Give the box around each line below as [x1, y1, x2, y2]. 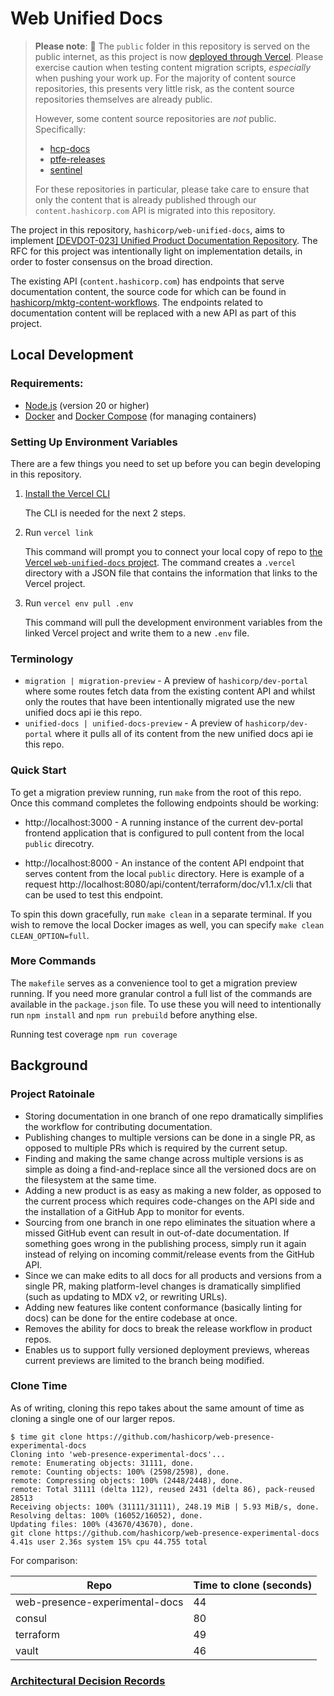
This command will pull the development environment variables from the [24, 616, 323, 628]
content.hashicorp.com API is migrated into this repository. [34, 204, 277, 216]
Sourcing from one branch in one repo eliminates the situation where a [24, 1216, 316, 1228]
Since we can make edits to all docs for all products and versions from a [24, 1269, 322, 1281]
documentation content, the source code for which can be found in [10, 285, 287, 297]
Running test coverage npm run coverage [10, 1028, 178, 1040]
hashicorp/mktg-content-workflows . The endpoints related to [10, 296, 263, 308]
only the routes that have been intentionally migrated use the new [24, 696, 295, 708]
